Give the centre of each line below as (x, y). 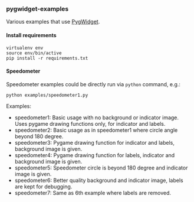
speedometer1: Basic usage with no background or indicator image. (96, 118)
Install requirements (32, 35)
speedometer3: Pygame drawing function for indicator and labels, (95, 142)
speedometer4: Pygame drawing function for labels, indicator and (95, 155)
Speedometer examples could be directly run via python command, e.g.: (93, 84)
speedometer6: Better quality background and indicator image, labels (99, 180)
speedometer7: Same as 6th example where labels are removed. (93, 193)
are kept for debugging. (43, 186)
